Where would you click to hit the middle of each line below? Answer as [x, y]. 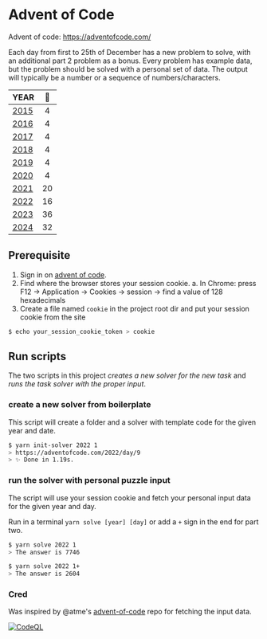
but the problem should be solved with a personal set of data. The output [128, 69]
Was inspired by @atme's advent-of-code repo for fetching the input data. [130, 612]
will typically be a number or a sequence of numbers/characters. [114, 77]
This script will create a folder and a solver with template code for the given [132, 422]
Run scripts [37, 357]
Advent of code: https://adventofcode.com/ [80, 37]
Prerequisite [39, 255]
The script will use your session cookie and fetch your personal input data [130, 498]
